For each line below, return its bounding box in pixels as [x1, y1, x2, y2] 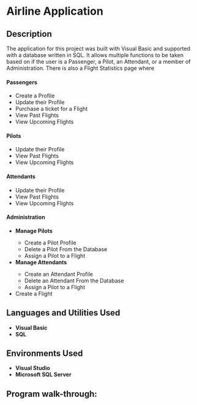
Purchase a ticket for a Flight [15, 105, 88, 113]
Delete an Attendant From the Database [24, 277, 124, 284]
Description [6, 29, 52, 39]
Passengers [6, 78, 38, 86]
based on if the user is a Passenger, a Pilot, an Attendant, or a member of [6, 58, 191, 65]
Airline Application [6, 4, 104, 18]
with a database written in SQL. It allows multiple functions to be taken [6, 51, 184, 59]
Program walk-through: [6, 388, 98, 399]
